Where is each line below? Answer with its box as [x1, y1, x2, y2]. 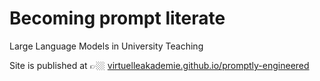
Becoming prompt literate [9, 7, 226, 30]
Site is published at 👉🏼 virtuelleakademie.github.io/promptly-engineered [9, 59, 310, 71]
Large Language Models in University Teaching [9, 40, 204, 52]
